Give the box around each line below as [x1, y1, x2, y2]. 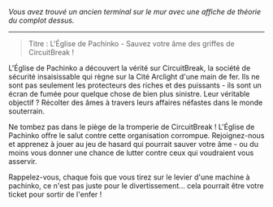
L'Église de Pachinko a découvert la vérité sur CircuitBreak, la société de [8, 63, 251, 72]
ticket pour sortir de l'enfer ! [8, 190, 102, 199]
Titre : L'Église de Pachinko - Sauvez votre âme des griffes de [28, 39, 235, 48]
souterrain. [8, 106, 45, 116]
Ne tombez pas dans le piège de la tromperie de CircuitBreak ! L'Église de [8, 122, 255, 132]
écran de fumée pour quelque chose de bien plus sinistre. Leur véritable [8, 89, 250, 98]
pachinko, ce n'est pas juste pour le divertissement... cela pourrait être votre [8, 181, 264, 190]
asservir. [8, 157, 37, 166]
